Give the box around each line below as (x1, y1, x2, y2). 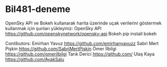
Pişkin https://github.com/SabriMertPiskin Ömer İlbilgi (5, 45, 117, 51)
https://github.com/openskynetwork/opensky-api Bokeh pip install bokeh (5, 30, 157, 36)
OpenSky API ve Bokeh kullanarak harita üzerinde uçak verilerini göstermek (5, 20, 162, 26)
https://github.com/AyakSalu (5, 56, 64, 62)
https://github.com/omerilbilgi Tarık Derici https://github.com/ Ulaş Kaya (5, 51, 155, 57)
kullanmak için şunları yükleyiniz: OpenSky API (5, 25, 102, 31)
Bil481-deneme (5, 3, 70, 15)
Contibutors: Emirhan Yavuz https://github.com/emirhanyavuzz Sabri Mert (5, 40, 159, 46)
